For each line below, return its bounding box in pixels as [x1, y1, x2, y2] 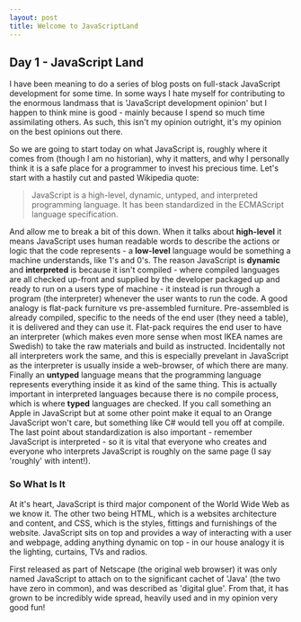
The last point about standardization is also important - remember [9, 427, 253, 438]
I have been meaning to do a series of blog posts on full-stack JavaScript [9, 78, 281, 90]
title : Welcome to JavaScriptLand [9, 22, 139, 31]
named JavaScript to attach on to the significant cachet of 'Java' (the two [9, 573, 281, 584]
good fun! [9, 601, 46, 612]
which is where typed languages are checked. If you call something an [9, 398, 271, 409]
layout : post [9, 13, 58, 22]
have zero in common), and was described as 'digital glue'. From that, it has [9, 582, 289, 593]
